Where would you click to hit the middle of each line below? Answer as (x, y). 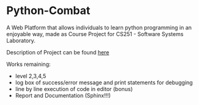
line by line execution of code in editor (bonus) (74, 89)
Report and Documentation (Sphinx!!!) (63, 95)
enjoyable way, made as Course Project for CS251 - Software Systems (95, 34)
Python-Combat (48, 11)
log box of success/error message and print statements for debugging (104, 82)
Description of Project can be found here (58, 52)
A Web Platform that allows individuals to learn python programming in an (99, 27)
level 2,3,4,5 (31, 76)
